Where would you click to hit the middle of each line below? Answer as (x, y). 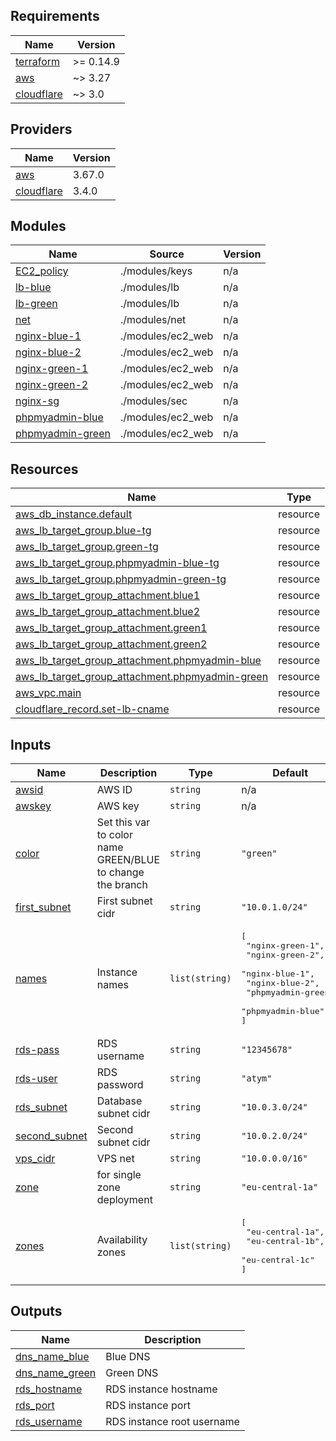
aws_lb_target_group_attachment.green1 (111, 628)
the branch (122, 885)
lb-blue (33, 287)
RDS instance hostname (161, 1389)
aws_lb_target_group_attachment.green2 (111, 644)
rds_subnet (41, 1107)
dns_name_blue (52, 1356)
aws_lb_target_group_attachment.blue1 (108, 596)
